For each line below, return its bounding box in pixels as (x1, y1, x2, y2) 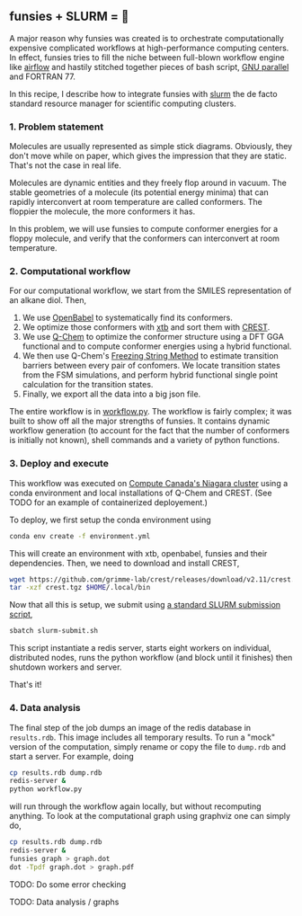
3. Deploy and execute (9, 458, 110, 470)
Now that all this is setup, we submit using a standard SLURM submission (9, 600, 281, 610)
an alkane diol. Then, (9, 295, 87, 306)
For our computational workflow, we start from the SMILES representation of (9, 285, 292, 297)
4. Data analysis (9, 702, 81, 715)
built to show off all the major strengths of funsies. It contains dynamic (9, 415, 271, 427)
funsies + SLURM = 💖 (9, 9, 129, 24)
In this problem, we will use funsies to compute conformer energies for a (9, 224, 279, 235)
